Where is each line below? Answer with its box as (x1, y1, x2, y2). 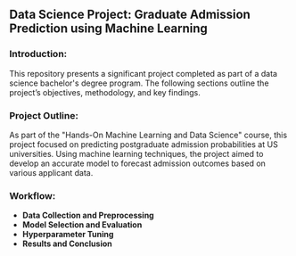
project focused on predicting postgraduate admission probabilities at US (9, 138, 278, 150)
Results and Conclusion (21, 238, 113, 249)
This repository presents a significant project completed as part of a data (9, 68, 278, 78)
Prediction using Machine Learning (9, 21, 208, 37)
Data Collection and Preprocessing (21, 210, 154, 221)
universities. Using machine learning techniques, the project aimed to (9, 148, 264, 159)
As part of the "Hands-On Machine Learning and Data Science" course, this (9, 129, 288, 140)
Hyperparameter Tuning (21, 229, 114, 240)
